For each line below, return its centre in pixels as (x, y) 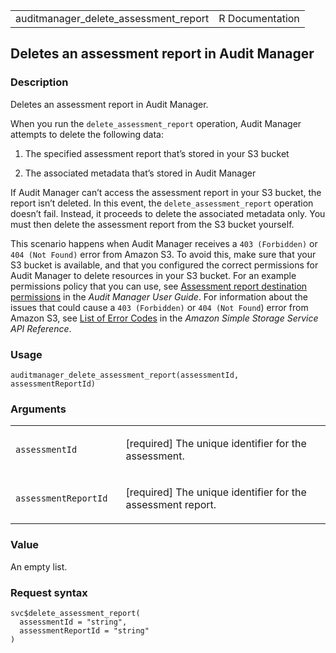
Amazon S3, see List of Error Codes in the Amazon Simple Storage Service (164, 318)
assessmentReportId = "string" (84, 630)
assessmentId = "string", (73, 622)
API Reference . (41, 328)
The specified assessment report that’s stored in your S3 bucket (157, 153)
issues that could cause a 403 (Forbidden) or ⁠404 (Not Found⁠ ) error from (159, 307)
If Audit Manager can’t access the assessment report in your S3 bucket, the (166, 192)
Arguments (38, 409)
